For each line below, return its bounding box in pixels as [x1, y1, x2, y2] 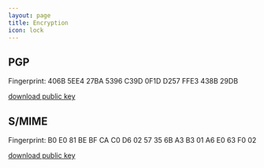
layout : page [8, 11, 51, 20]
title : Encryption [8, 19, 69, 27]
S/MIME [8, 114, 48, 128]
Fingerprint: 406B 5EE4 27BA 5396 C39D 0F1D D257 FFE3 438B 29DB [8, 77, 239, 86]
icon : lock [8, 26, 44, 34]
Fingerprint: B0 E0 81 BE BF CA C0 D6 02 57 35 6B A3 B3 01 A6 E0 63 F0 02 [8, 136, 257, 144]
